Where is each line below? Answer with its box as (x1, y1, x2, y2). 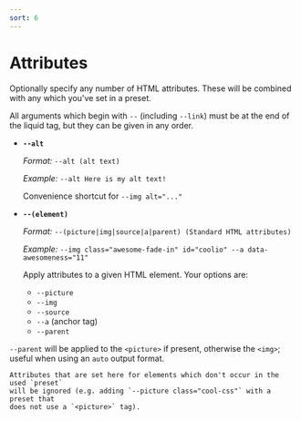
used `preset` (9, 378, 64, 387)
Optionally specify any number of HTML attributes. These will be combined (9, 83, 292, 94)
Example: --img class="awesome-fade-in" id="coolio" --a (22, 243, 244, 254)
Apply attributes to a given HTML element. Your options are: (22, 269, 249, 280)
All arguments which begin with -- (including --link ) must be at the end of (9, 110, 290, 121)
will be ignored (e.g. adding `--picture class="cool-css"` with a (9, 386, 272, 395)
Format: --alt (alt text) (22, 155, 120, 166)
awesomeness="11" (22, 252, 89, 262)
